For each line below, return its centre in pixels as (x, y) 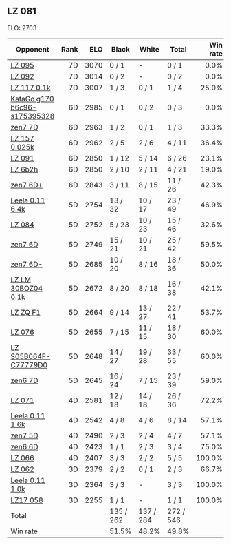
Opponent (33, 49)
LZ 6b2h (24, 169)
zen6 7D (24, 380)
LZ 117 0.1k (31, 88)
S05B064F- (31, 356)
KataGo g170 (32, 99)
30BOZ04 (27, 288)
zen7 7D (24, 127)
